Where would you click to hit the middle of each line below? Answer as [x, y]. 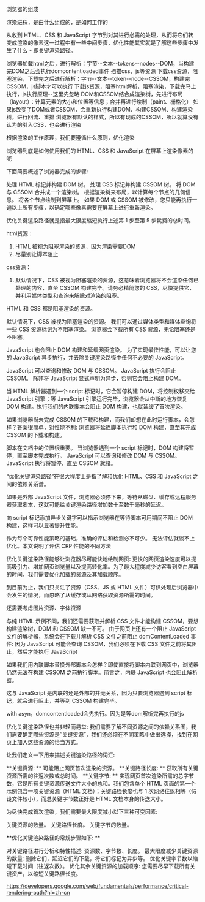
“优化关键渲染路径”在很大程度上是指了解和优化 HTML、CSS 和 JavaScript [99, 476]
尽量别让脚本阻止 [37, 254]
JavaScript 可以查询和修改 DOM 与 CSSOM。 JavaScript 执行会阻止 [92, 370]
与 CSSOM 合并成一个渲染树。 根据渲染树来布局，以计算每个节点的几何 [96, 192]
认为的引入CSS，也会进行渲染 [44, 125]
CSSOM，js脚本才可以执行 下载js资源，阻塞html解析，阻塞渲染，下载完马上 [101, 86]
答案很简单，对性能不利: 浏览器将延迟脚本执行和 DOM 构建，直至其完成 [106, 427]
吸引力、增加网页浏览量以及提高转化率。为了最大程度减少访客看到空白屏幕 [105, 567]
